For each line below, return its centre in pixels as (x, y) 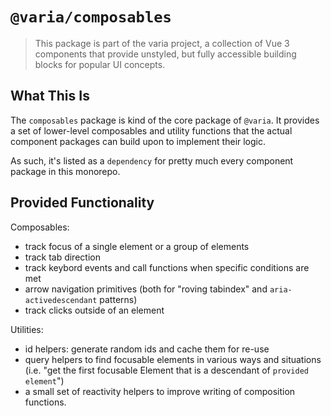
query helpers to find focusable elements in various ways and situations (173, 359)
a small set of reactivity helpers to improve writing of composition (160, 391)
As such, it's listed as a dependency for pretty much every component (152, 160)
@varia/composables (91, 17)
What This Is (50, 96)
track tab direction (62, 257)
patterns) (118, 299)
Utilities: (27, 329)
